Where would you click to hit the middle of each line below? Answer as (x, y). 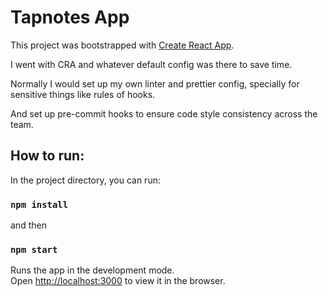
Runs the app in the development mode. (92, 270)
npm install (39, 204)
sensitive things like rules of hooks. (83, 94)
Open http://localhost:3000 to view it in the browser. (118, 281)
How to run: (47, 156)
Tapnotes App (70, 17)
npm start (34, 249)
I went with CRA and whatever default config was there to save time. (151, 64)
